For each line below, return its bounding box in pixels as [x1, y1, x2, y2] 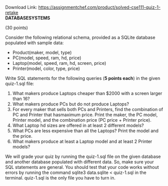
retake [5, 10, 19, 16]
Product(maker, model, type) [12, 50, 72, 55]
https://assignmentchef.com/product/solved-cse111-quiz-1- [38, 5, 161, 10]
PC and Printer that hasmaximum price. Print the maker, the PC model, [12, 112, 158, 118]
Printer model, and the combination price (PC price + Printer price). [12, 117, 151, 123]
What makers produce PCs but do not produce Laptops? [12, 101, 129, 107]
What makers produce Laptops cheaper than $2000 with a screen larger [12, 90, 162, 96]
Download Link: [5, 5, 38, 10]
